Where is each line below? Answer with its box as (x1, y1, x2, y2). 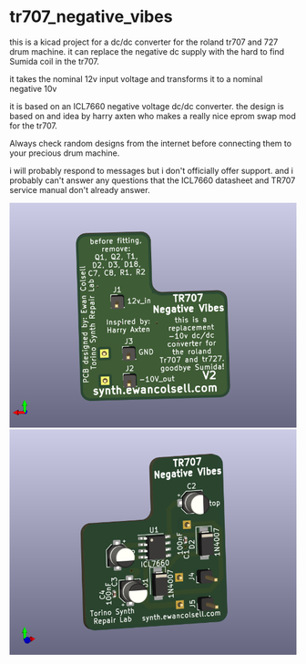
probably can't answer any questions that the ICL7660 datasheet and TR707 (9, 175, 296, 186)
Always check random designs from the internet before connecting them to (9, 138, 292, 148)
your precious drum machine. (9, 148, 120, 158)
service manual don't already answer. (9, 184, 150, 195)
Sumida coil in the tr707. (9, 56, 100, 66)
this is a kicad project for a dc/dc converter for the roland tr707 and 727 (9, 36, 279, 47)
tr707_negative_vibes (9, 6, 173, 27)
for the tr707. (9, 120, 57, 131)
